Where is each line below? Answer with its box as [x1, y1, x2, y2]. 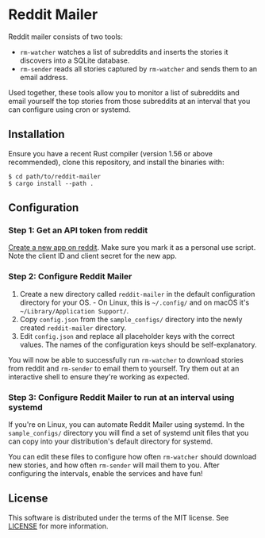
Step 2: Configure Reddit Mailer [8, 271, 132, 282]
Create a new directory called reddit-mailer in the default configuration [19, 289, 255, 298]
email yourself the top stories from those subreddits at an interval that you [8, 96, 251, 106]
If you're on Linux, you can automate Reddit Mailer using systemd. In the [8, 420, 245, 429]
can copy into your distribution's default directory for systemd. [8, 436, 213, 446]
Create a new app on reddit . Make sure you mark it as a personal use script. [8, 243, 256, 252]
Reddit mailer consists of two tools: [8, 32, 123, 41]
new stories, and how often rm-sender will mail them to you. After [8, 460, 220, 470]
